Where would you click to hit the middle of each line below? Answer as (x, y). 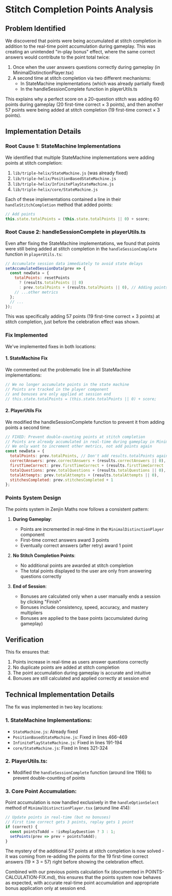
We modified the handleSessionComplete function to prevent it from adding (85, 422)
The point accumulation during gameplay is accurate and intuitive (82, 673)
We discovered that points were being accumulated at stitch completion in (83, 41)
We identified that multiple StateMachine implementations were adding (80, 157)
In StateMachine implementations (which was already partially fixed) (92, 84)
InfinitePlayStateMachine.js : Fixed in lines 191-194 (67, 742)
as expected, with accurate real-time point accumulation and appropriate (82, 883)
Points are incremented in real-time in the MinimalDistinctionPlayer (92, 529)
